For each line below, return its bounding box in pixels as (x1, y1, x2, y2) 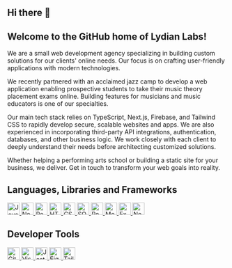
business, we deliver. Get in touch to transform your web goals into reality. (7, 164, 221, 172)
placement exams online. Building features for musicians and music (7, 92, 201, 101)
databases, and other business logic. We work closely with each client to (7, 135, 217, 143)
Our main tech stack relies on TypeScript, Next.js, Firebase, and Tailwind (7, 113, 216, 122)
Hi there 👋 (7, 7, 51, 19)
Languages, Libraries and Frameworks (7, 184, 178, 196)
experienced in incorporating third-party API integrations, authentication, (7, 128, 217, 136)
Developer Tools (7, 228, 80, 240)
